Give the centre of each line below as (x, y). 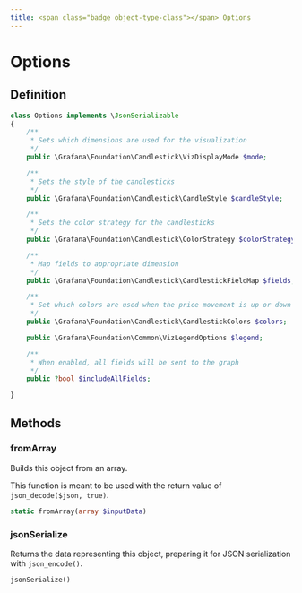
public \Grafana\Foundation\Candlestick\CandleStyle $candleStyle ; (155, 198)
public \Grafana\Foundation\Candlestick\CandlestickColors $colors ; (157, 322)
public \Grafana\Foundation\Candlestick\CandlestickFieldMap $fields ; (161, 280)
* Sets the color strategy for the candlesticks (123, 223)
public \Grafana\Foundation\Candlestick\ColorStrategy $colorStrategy (161, 239)
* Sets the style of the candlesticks (103, 181)
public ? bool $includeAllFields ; (89, 379)
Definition (38, 95)
